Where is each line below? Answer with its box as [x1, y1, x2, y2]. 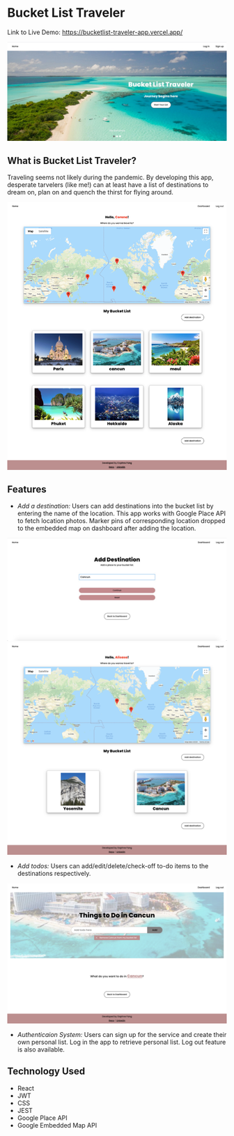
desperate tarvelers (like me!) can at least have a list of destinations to [7, 181, 209, 189]
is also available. [17, 1045, 65, 1054]
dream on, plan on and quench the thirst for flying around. [7, 188, 174, 197]
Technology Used [7, 1066, 86, 1077]
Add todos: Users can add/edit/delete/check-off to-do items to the [17, 861, 209, 870]
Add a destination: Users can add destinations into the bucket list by [17, 502, 214, 510]
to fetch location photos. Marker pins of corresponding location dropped [17, 517, 226, 525]
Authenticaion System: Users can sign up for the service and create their [17, 1030, 227, 1038]
